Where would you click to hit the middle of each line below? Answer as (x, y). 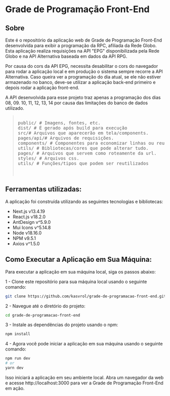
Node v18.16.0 (27, 233)
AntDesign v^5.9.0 (32, 222)
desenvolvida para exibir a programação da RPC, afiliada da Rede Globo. (81, 46)
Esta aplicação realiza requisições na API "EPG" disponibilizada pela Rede (82, 51)
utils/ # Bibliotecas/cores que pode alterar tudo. (83, 148)
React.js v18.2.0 (29, 217)
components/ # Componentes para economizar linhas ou (86, 143)
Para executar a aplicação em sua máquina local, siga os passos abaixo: (80, 271)
